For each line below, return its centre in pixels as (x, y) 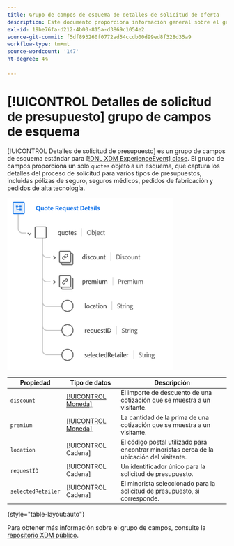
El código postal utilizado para (164, 442)
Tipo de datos (91, 383)
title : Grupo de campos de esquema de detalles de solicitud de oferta (113, 15)
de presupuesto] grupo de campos (109, 116)
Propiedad (35, 383)
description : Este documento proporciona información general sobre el (113, 22)
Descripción (172, 383)
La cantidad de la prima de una (165, 417)
